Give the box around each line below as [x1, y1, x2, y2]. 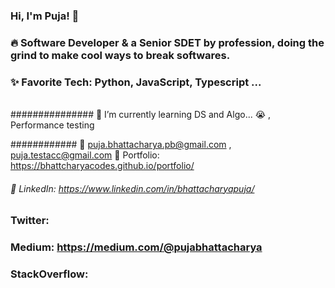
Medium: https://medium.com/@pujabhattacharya [10, 240, 263, 254]
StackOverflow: [10, 267, 89, 281]
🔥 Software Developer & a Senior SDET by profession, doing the [10, 35, 325, 49]
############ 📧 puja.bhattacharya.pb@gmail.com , [10, 139, 232, 151]
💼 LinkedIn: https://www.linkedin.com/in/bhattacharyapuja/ [10, 182, 255, 194]
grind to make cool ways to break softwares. [10, 48, 231, 62]
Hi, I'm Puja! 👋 [10, 9, 80, 23]
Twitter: [10, 214, 50, 228]
